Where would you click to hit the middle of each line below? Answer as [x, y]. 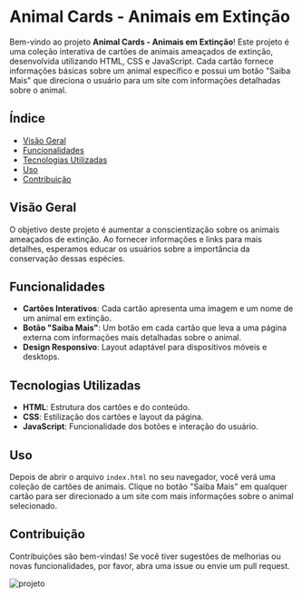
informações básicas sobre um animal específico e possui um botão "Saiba [150, 71]
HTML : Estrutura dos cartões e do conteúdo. [106, 407]
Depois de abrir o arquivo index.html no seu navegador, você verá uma [143, 477]
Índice [27, 118]
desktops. [41, 357]
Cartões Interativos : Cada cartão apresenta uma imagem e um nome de [158, 309]
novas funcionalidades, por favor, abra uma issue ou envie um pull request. [150, 565]
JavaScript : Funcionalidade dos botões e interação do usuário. [140, 426]
